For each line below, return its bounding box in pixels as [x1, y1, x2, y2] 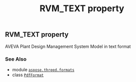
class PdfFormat [12, 72, 44, 78]
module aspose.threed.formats [12, 66, 75, 72]
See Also [5, 56, 27, 62]
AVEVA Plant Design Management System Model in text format [5, 43, 131, 49]
